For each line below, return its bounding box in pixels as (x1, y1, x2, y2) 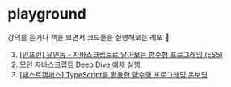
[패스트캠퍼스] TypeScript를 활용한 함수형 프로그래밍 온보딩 (19, 69, 208, 79)
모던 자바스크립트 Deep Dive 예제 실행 (19, 60, 141, 69)
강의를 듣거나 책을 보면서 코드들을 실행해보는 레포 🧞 (7, 32, 170, 42)
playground (7, 5, 86, 23)
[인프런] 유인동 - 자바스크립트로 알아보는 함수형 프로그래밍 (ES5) (19, 49, 223, 59)
